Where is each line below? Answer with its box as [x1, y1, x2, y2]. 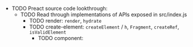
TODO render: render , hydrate [29, 17, 101, 24]
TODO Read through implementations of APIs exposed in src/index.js [20, 11, 187, 18]
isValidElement [29, 30, 66, 35]
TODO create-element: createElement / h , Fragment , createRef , [29, 23, 180, 30]
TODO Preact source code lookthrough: [11, 5, 108, 12]
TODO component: [38, 35, 84, 41]
